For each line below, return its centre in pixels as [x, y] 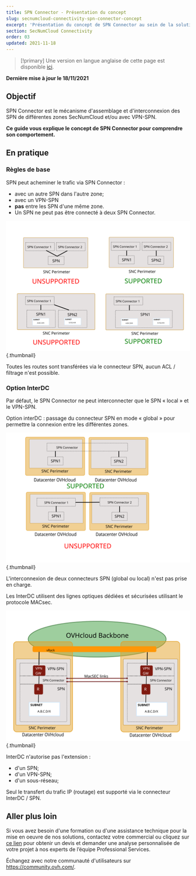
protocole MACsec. [29, 603]
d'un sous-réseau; [37, 780]
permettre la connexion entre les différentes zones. [68, 425]
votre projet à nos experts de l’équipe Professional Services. [78, 849]
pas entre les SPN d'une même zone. [59, 206]
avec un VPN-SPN [36, 200]
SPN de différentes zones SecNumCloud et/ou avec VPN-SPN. [81, 117]
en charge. [19, 585]
